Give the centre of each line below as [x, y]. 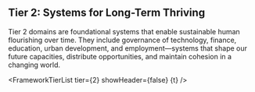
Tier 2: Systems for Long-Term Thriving [107, 13]
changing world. [34, 65]
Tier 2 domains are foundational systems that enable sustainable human [124, 31]
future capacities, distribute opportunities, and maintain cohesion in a [120, 56]
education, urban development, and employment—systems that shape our [128, 48]
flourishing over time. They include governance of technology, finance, [122, 40]
